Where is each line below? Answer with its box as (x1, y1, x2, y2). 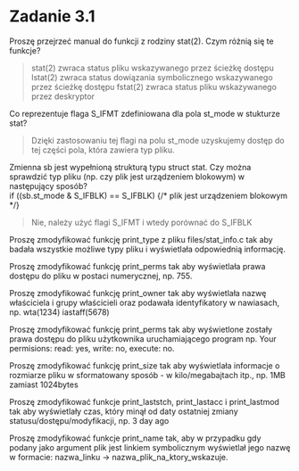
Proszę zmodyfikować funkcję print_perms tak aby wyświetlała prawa (9, 260, 266, 271)
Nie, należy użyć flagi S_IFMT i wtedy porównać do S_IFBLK (30, 217, 253, 227)
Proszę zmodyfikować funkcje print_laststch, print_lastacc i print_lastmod (9, 396, 279, 407)
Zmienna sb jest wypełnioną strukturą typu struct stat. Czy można (9, 161, 252, 172)
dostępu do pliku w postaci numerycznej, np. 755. (9, 270, 193, 281)
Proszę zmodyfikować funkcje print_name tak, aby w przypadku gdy (9, 433, 262, 443)
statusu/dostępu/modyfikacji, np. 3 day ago (9, 415, 170, 426)
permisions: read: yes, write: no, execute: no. (9, 343, 175, 353)
